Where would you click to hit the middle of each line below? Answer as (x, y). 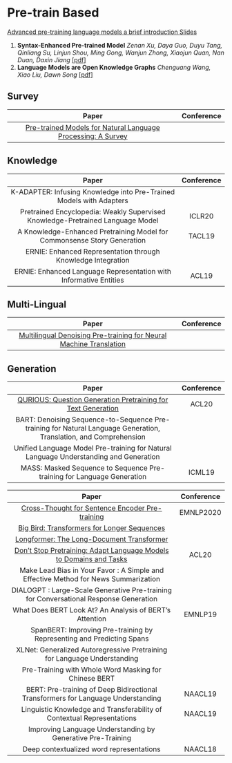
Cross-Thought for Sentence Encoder (83, 508)
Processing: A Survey (93, 136)
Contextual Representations (91, 718)
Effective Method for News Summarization (92, 579)
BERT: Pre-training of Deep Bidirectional (91, 690)
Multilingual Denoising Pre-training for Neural (93, 335)
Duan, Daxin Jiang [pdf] (51, 59)
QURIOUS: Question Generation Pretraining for (93, 400)
